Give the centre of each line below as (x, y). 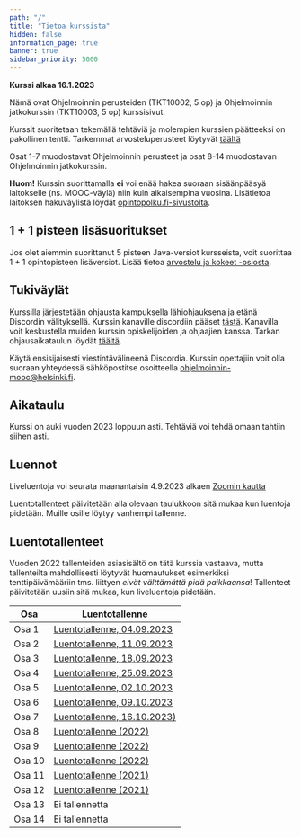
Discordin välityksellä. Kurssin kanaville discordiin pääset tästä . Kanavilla (144, 321)
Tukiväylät (39, 290)
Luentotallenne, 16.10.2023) (115, 717)
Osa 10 (29, 761)
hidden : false (36, 34)
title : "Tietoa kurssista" (60, 26)
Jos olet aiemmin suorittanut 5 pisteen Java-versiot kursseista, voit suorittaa (150, 252)
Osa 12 (29, 790)
